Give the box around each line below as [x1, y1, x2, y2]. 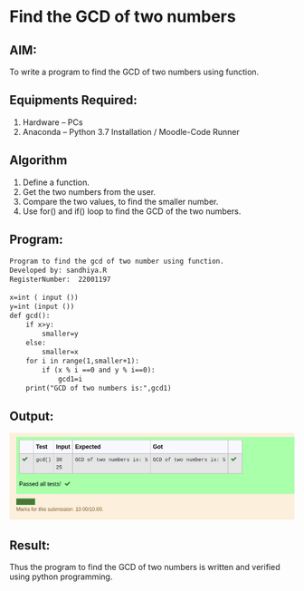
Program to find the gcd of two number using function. [9, 257, 224, 266]
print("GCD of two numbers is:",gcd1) [25, 383, 172, 393]
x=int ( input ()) [9, 293, 79, 303]
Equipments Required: [9, 92, 138, 108]
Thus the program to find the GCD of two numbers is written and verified [9, 562, 280, 573]
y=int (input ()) [9, 302, 75, 312]
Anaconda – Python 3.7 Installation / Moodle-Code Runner [22, 126, 240, 137]
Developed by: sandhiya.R [9, 266, 107, 276]
